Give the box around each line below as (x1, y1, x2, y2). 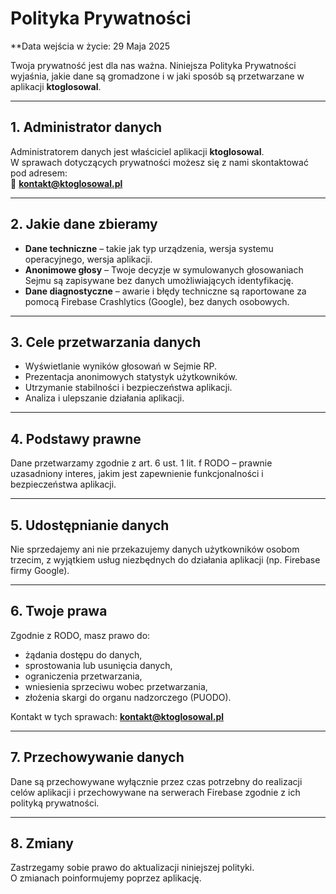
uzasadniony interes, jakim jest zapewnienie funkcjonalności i (10, 468, 264, 480)
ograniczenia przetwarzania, (24, 670, 143, 682)
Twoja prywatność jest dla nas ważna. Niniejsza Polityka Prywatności (10, 59, 297, 71)
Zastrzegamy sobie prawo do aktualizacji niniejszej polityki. (10, 862, 255, 874)
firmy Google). (10, 565, 70, 576)
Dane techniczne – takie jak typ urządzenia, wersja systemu (24, 242, 274, 254)
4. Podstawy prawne (10, 430, 142, 447)
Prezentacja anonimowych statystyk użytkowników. (24, 371, 238, 383)
